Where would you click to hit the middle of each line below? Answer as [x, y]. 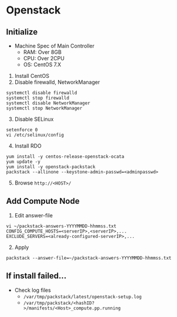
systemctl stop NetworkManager [44, 108]
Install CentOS [32, 76]
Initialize [22, 32]
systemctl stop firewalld [38, 98]
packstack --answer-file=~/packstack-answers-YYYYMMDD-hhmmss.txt [89, 258]
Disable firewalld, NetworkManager [57, 82]
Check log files [33, 290]
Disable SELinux [34, 119]
